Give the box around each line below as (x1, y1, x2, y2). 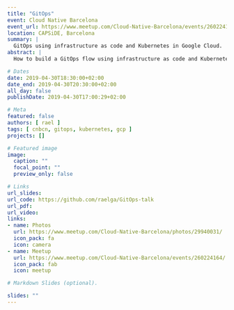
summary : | (7, 36, 39, 43)
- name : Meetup (7, 247, 52, 254)
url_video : (7, 209, 39, 216)
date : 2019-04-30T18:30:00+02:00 (7, 74, 104, 81)
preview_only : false (13, 171, 73, 178)
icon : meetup (13, 267, 52, 275)
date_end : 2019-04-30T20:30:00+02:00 (7, 81, 117, 88)
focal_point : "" (13, 164, 61, 171)
